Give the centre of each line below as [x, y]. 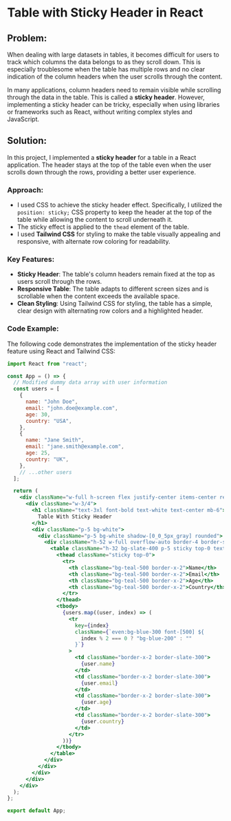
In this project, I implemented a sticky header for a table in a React [102, 157]
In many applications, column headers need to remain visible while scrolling [114, 90]
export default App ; [37, 811]
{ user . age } [96, 703]
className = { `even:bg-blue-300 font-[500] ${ [140, 632]
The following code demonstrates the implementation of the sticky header [112, 344]
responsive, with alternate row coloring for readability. [93, 242]
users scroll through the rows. [59, 282]
